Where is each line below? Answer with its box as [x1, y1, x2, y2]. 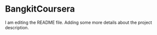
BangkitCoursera [5, 3, 75, 15]
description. [5, 24, 29, 30]
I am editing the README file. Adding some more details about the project [5, 19, 152, 25]
